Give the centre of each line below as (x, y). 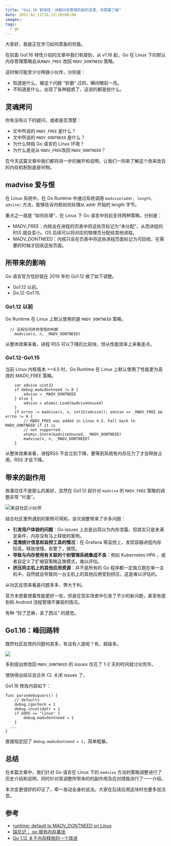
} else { (24, 399)
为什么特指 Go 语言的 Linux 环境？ (48, 144)
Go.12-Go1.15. (26, 293)
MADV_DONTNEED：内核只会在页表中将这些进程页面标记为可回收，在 (86, 239)
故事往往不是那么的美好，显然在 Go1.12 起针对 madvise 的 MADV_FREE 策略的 (83, 490)
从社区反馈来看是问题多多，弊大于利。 (45, 585)
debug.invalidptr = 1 (37, 709)
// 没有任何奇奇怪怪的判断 (34, 329)
